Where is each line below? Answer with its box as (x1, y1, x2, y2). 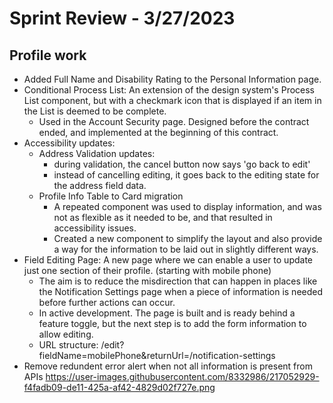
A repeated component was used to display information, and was (53, 201, 322, 212)
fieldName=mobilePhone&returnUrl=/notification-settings (38, 350, 276, 361)
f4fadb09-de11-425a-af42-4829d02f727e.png (23, 382, 216, 393)
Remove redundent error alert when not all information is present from (23, 360, 313, 372)
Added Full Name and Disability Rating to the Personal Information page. (23, 73, 322, 85)
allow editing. (38, 328, 94, 340)
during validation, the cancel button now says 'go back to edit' (53, 158, 311, 170)
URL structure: (38, 339, 99, 351)
